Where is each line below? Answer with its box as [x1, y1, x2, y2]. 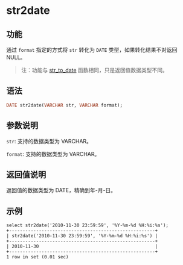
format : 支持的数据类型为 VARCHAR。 [6, 150, 100, 157]
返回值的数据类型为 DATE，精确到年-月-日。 [6, 187, 117, 194]
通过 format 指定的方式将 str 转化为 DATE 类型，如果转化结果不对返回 [6, 46, 178, 53]
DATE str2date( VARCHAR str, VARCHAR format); [6, 102, 123, 108]
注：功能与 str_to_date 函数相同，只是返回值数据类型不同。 [21, 67, 168, 73]
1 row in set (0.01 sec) [6, 254, 69, 260]
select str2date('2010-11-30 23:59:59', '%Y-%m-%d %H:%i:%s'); [6, 222, 169, 229]
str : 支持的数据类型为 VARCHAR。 [6, 137, 92, 145]
